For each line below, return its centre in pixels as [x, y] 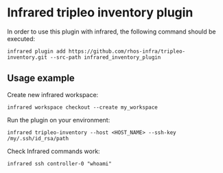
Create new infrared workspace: [53, 94]
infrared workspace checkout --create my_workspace [82, 107]
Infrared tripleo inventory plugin [100, 13]
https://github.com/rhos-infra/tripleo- [127, 51]
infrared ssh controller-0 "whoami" [59, 163]
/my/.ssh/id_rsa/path [38, 138]
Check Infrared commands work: [54, 151]
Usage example [41, 78]
